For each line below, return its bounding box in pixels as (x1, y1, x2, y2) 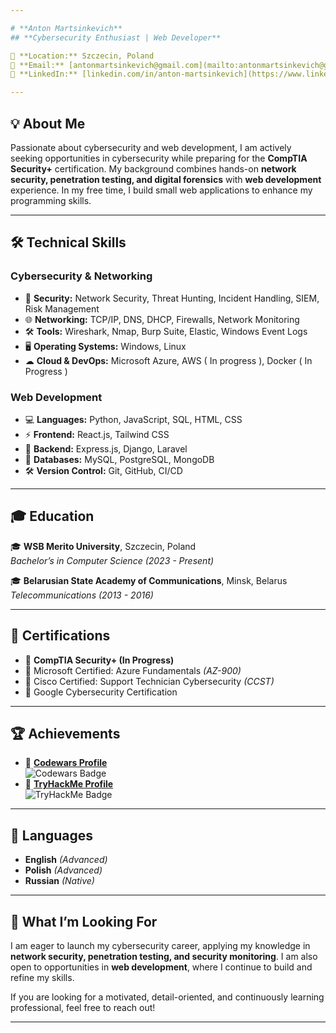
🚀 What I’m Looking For (10, 913, 158, 930)
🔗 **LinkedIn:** (10, 69, 78, 80)
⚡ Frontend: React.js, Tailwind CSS (24, 428, 170, 440)
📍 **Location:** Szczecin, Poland (10, 51, 155, 61)
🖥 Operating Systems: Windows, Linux (24, 340, 187, 352)
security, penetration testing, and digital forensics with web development (10, 173, 322, 185)
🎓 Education (10, 508, 95, 525)
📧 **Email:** (10, 60, 65, 70)
